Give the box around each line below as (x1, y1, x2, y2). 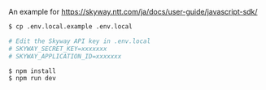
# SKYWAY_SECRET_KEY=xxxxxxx (8, 45, 107, 53)
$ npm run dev (8, 75, 57, 83)
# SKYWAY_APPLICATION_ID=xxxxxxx (8, 52, 122, 60)
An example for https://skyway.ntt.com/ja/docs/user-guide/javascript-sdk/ (8, 7, 258, 16)
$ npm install (8, 66, 57, 75)
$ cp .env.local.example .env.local (8, 23, 133, 31)
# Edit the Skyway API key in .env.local (8, 36, 151, 45)
